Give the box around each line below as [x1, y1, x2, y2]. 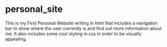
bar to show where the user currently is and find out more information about [5, 25, 162, 31]
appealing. [5, 36, 27, 42]
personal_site [5, 3, 63, 15]
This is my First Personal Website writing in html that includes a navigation [5, 20, 158, 26]
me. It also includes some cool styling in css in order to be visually [5, 30, 141, 36]
